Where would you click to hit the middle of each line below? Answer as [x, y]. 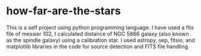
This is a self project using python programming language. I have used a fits [100, 27]
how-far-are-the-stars [64, 11]
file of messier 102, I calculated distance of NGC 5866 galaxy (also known [97, 33]
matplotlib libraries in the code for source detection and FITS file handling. [98, 46]
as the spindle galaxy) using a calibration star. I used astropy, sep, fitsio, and [100, 40]
